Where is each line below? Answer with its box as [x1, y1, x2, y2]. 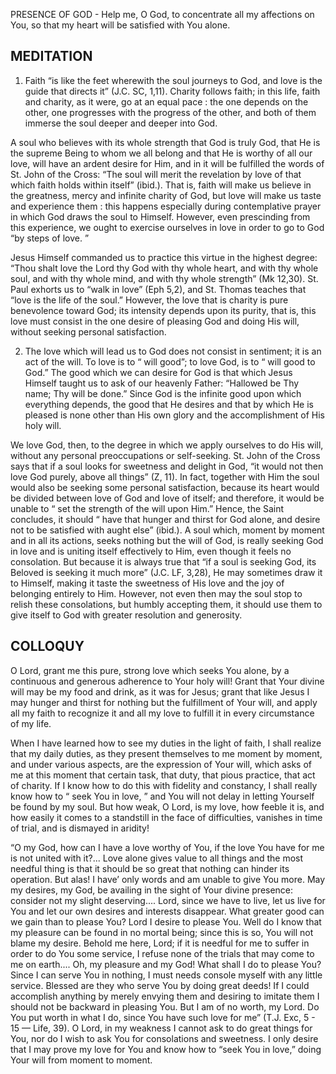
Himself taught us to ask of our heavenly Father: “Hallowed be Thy [24, 377, 300, 389]
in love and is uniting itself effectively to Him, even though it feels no [10, 545, 292, 557]
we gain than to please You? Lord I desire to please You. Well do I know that [10, 915, 322, 928]
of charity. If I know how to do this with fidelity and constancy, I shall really [10, 779, 318, 791]
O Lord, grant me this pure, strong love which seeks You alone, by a [10, 664, 290, 676]
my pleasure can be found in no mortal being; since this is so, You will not [10, 926, 314, 938]
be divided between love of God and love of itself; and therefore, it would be [10, 492, 325, 504]
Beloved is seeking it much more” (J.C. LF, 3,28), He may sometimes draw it [10, 566, 323, 578]
